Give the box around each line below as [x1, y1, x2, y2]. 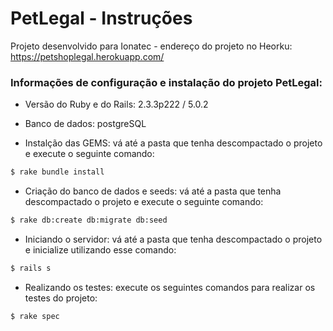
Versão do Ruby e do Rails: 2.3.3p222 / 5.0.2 [24, 98, 209, 111]
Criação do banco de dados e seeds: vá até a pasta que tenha [24, 185, 282, 197]
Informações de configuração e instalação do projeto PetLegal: [10, 75, 323, 89]
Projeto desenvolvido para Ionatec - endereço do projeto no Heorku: [10, 40, 293, 52]
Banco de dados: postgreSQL [24, 118, 147, 130]
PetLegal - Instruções [10, 7, 193, 30]
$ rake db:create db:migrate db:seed [10, 215, 168, 226]
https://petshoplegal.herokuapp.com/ [10, 50, 165, 62]
